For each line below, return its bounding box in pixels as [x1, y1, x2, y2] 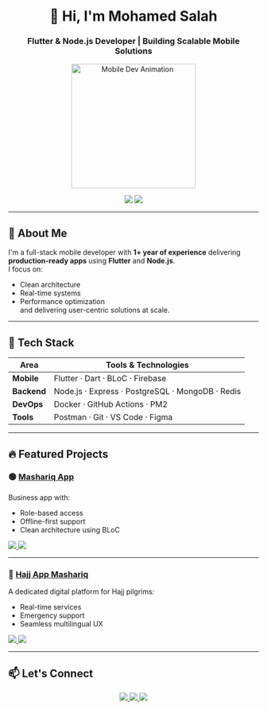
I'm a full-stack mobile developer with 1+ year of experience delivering [8, 248, 241, 257]
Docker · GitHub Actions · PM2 [53, 399, 168, 410]
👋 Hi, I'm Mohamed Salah [49, 7, 218, 25]
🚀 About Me [8, 226, 68, 240]
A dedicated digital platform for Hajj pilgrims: [8, 587, 155, 596]
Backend [12, 386, 46, 397]
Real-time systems [19, 288, 81, 298]
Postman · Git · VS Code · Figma [53, 412, 173, 423]
